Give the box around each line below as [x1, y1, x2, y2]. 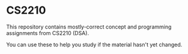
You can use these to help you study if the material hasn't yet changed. [6, 41, 183, 48]
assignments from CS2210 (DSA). [6, 29, 89, 36]
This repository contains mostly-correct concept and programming [6, 23, 172, 30]
